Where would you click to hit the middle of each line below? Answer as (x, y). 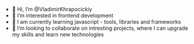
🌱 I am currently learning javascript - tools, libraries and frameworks (96, 22)
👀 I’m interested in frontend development (62, 15)
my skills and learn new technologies (58, 34)
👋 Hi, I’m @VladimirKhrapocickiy (52, 9)
